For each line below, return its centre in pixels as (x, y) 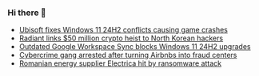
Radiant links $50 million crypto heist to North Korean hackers (121, 38)
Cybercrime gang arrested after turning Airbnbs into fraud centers (128, 55)
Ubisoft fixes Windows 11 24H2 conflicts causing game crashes (124, 30)
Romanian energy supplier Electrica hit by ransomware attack (120, 63)
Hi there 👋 (27, 13)
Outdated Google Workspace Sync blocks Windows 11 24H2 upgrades (135, 47)
